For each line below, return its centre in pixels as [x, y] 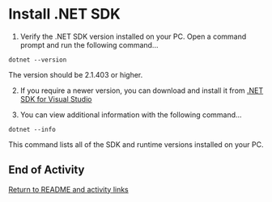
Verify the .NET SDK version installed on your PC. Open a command [133, 36]
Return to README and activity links [69, 189]
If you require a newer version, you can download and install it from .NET [142, 90]
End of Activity [47, 170]
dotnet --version [38, 60]
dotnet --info [32, 129]
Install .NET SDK [65, 14]
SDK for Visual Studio [56, 99]
